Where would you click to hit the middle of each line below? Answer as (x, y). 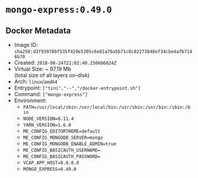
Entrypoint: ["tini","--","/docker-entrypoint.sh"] (77, 88)
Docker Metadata (38, 31)
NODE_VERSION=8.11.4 (48, 119)
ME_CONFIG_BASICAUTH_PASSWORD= (62, 157)
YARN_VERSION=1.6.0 (47, 125)
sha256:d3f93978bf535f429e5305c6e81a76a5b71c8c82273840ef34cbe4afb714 (103, 52)
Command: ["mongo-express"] (51, 94)
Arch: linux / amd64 (36, 82)
